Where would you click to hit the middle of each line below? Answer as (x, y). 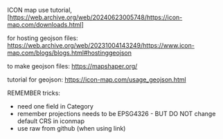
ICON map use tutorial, (40, 10)
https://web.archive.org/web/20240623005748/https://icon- (96, 17)
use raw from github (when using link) (71, 128)
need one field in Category (55, 106)
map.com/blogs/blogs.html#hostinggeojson (70, 53)
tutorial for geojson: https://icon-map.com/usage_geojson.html (97, 80)
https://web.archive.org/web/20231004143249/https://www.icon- (101, 45)
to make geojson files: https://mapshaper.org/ (72, 66)
